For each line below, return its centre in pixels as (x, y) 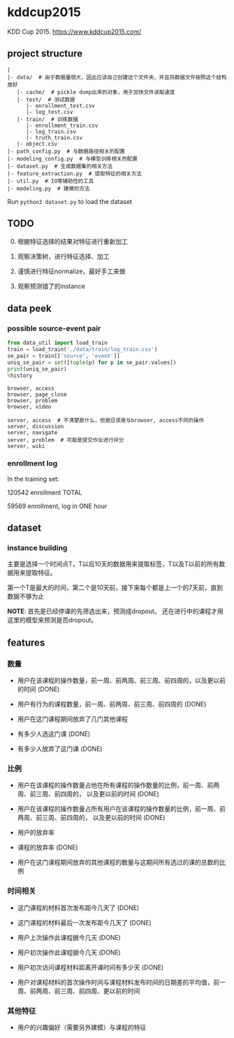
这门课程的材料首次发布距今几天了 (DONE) (78, 908)
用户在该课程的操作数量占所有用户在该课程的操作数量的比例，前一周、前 (121, 809)
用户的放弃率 (36, 833)
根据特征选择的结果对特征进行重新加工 (72, 241)
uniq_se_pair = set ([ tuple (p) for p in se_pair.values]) (92, 362)
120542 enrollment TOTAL (45, 492)
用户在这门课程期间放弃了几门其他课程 (72, 719)
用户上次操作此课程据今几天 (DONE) (69, 937)
